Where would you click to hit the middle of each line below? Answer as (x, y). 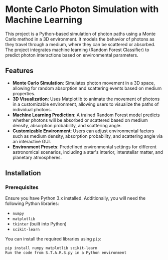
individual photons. (32, 109)
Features (19, 71)
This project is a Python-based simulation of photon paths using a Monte (80, 34)
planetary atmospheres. (37, 157)
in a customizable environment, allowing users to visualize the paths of (86, 104)
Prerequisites (22, 187)
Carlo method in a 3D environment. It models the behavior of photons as (80, 39)
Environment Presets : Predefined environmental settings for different (85, 147)
